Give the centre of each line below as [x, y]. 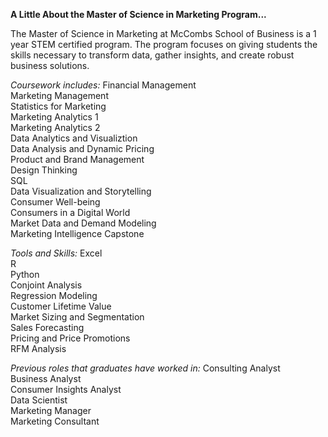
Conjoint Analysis [46, 285]
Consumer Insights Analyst [66, 389]
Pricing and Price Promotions [70, 338]
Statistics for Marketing [58, 106]
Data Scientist [39, 400]
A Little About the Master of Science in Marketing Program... [138, 14]
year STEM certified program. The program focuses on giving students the [164, 44]
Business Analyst [46, 378]
